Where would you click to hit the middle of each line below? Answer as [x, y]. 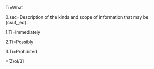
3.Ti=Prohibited [21, 52]
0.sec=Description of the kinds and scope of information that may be [77, 17]
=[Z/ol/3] [15, 61]
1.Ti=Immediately [23, 32]
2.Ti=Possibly [19, 42]
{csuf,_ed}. [17, 22]
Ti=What [14, 7]
